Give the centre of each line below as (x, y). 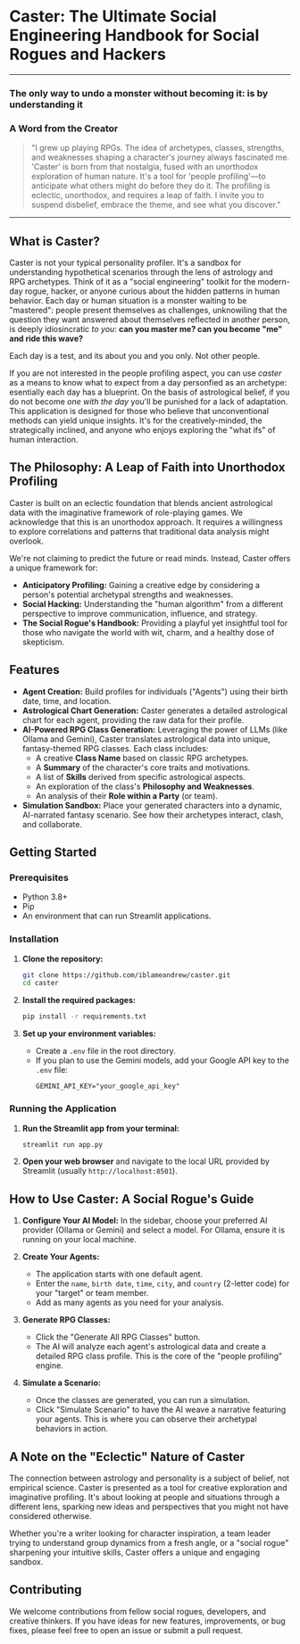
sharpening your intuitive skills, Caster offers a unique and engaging (135, 1552)
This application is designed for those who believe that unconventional (139, 411)
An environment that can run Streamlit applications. (117, 916)
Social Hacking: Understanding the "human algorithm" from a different (153, 603)
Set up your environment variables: (89, 1034)
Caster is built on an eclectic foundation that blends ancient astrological (141, 502)
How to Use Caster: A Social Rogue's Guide (132, 1199)
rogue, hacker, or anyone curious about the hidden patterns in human (153, 291)
